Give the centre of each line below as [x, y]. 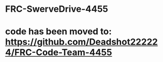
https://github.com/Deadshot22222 [81, 42]
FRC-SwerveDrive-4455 [57, 9]
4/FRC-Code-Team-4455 [59, 52]
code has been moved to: [59, 32]
